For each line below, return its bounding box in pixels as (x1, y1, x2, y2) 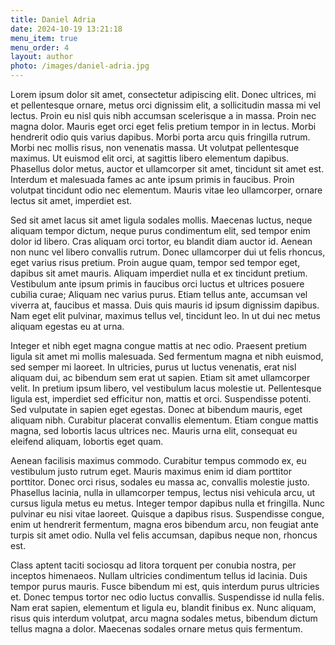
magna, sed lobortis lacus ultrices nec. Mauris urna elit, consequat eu (10, 425, 298, 436)
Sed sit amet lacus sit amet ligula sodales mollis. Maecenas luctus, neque (10, 214, 313, 226)
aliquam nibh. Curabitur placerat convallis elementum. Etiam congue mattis (10, 414, 319, 426)
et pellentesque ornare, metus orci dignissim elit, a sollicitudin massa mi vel (10, 99, 321, 111)
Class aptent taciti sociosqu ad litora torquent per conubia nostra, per (10, 559, 297, 571)
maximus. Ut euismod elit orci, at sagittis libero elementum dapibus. (10, 152, 290, 164)
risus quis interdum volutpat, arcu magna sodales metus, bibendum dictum (10, 612, 318, 624)
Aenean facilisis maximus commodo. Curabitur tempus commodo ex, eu (10, 455, 307, 466)
